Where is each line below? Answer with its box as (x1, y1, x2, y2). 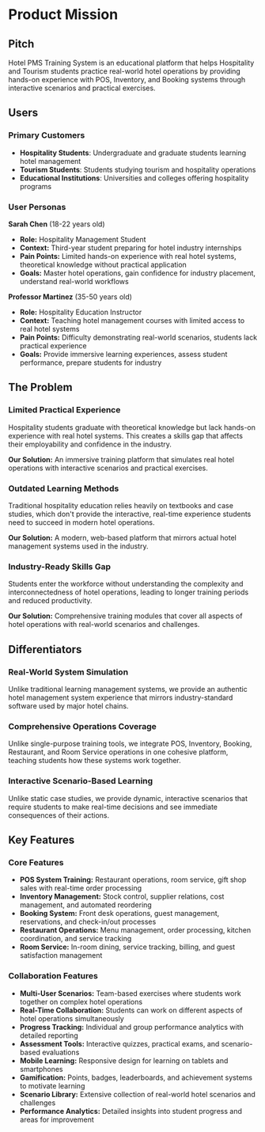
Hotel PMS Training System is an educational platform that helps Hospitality (8, 58, 255, 67)
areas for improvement (19, 1115, 94, 1124)
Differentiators (8, 643, 82, 656)
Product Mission (8, 6, 119, 24)
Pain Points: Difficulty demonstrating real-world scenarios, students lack (19, 332, 258, 342)
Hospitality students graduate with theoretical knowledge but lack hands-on (8, 422, 256, 432)
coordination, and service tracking (19, 934, 132, 944)
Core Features (8, 857, 64, 868)
